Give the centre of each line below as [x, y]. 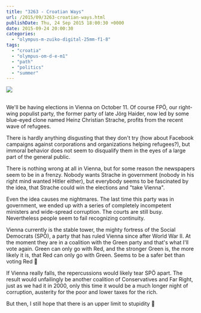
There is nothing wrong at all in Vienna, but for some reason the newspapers [100, 168]
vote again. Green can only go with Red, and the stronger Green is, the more [100, 249]
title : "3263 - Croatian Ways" [45, 12]
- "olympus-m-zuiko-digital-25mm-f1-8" [61, 39]
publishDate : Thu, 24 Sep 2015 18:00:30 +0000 [65, 23]
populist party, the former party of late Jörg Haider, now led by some [104, 113]
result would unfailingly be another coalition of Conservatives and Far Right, [100, 280]
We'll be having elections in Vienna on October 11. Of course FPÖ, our [92, 108]
